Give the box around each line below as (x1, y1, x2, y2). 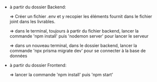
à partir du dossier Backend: (9, 4, 66, 10)
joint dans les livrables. (9, 19, 56, 24)
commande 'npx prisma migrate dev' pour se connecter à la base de (9, 48, 146, 53)
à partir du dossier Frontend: (9, 63, 67, 68)
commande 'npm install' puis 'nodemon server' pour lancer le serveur (9, 33, 149, 39)
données (9, 53, 28, 59)
